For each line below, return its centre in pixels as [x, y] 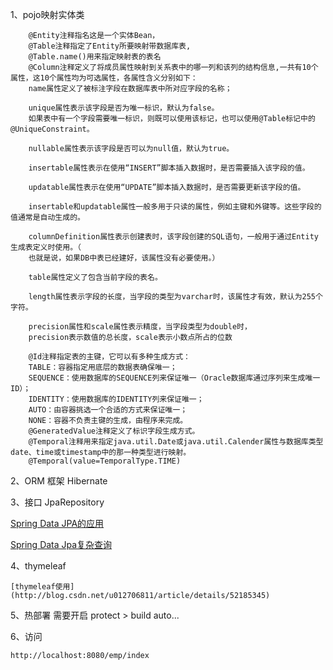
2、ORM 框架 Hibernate [59, 481]
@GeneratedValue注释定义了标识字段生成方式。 [114, 431]
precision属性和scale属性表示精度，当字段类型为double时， [140, 327]
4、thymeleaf [38, 566]
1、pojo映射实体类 [47, 14]
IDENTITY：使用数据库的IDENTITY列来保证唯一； [116, 399]
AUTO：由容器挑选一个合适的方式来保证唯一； [108, 410]
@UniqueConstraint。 [52, 129]
